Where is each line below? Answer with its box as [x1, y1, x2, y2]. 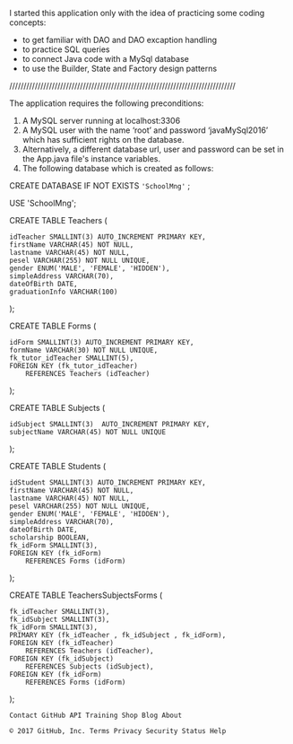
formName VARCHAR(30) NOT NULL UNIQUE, [9, 346, 159, 354]
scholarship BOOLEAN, [9, 533, 90, 542]
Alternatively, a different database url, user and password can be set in [22, 144, 284, 154]
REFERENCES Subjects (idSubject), [25, 662, 154, 671]
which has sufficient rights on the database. [22, 135, 185, 144]
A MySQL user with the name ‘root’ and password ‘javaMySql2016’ [22, 125, 269, 136]
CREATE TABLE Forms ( [9, 320, 97, 331]
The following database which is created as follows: [22, 163, 214, 173]
